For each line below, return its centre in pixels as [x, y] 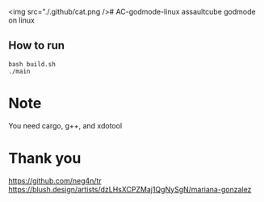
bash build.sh [32, 64]
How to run [37, 46]
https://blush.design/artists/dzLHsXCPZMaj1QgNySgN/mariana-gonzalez [130, 189]
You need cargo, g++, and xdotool [65, 125]
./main [19, 71]
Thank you [45, 158]
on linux [21, 20]
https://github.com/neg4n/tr [55, 180]
